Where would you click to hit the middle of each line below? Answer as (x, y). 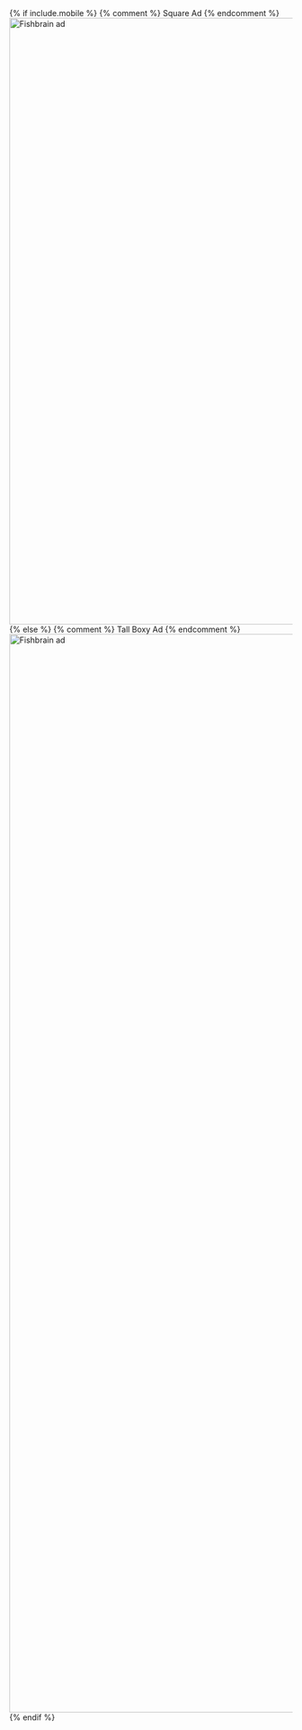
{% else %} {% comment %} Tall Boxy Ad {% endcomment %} (125, 629)
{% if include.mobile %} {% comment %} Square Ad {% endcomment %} (145, 13)
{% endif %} (32, 1717)
